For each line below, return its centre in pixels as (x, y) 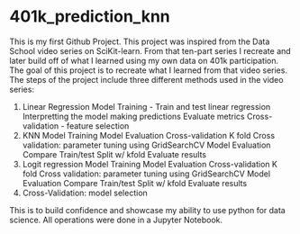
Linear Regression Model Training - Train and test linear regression (146, 106)
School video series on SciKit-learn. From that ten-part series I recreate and (150, 50)
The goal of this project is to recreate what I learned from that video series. (149, 70)
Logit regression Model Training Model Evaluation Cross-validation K (150, 164)
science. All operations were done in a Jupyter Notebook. (116, 220)
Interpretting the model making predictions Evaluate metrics (133, 116)
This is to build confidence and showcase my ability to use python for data (147, 210)
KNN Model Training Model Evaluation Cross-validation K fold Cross (149, 135)
